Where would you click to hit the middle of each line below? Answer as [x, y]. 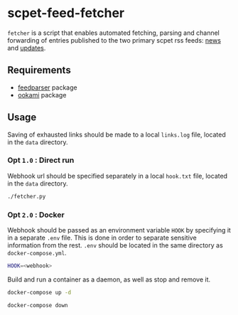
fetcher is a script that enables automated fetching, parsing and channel [114, 33]
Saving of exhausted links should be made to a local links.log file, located [117, 134]
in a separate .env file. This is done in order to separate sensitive [102, 238]
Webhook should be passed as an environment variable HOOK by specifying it [119, 230]
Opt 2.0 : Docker [36, 215]
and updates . [27, 48]
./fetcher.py [27, 196]
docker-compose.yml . [37, 253]
